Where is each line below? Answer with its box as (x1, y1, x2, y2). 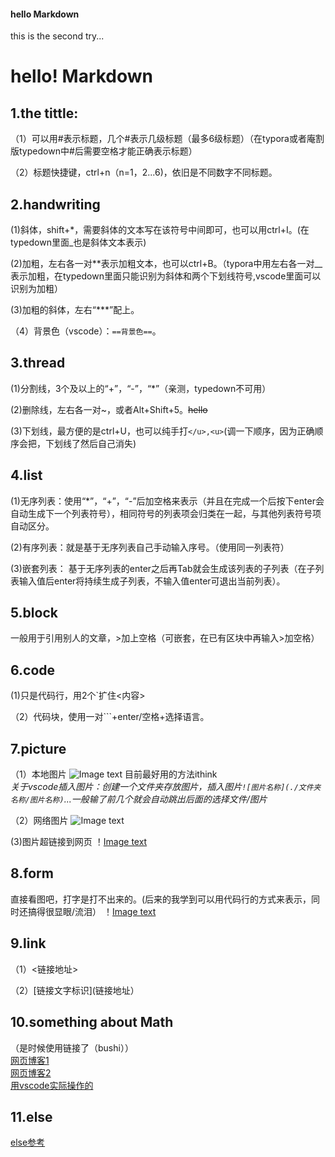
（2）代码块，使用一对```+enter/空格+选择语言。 (10, 711, 210, 723)
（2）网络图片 (10, 815, 69, 827)
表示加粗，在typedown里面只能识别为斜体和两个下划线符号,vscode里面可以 (10, 270, 322, 282)
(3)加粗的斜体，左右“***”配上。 (10, 304, 140, 316)
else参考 (10, 1136, 46, 1149)
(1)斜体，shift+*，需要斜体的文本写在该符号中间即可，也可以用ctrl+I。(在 (10, 224, 310, 236)
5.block (10, 605, 58, 622)
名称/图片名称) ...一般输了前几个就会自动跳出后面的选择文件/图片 (10, 793, 268, 805)
